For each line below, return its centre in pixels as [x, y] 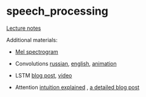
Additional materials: [32, 40]
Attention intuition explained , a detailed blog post [77, 87]
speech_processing [57, 11]
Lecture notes [24, 28]
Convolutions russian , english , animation [66, 63]
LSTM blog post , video [43, 75]
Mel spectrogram [37, 52]
